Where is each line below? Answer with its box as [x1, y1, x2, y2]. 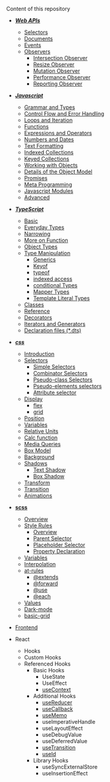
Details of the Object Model [24, 168, 92, 175]
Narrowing [24, 230, 51, 237]
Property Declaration [33, 548, 85, 555]
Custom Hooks [24, 654, 62, 661]
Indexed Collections [24, 149, 74, 156]
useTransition [42, 744, 76, 751]
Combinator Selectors [33, 370, 88, 376]
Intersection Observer [33, 55, 88, 61]
